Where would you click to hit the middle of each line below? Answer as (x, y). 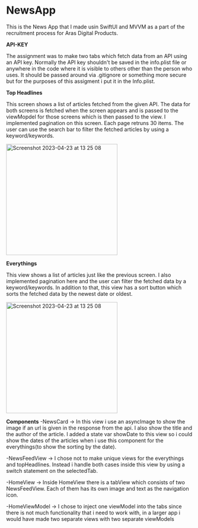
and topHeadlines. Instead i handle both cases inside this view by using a (95, 464)
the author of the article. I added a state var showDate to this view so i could (99, 434)
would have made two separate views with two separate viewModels (90, 519)
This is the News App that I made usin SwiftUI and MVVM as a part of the (95, 27)
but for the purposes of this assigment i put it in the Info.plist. (81, 81)
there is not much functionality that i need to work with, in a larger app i (93, 513)
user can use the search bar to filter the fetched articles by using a (87, 129)
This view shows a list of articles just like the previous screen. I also (89, 275)
